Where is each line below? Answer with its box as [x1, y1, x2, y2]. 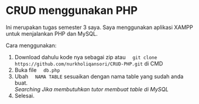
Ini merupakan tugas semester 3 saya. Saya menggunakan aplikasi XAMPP [5, 24, 194, 31]
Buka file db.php [14, 66, 60, 73]
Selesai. [14, 92, 35, 99]
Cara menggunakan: [5, 42, 57, 49]
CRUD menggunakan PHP [5, 4, 138, 18]
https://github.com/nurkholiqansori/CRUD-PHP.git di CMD [14, 60, 164, 67]
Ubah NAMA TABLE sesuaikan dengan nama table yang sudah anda [14, 73, 184, 80]
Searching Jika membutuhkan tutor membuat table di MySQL [14, 85, 169, 93]
